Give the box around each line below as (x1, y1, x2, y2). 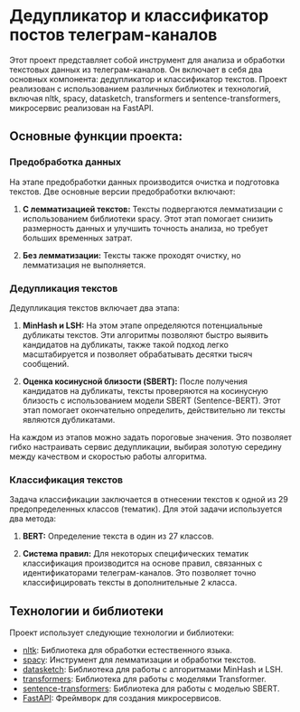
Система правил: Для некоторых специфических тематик (22, 548, 249, 559)
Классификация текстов (9, 473, 124, 486)
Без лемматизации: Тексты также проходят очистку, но (22, 249, 241, 260)
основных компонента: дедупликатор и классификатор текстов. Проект (9, 73, 287, 84)
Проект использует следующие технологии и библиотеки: (9, 627, 235, 638)
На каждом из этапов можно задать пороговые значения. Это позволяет (9, 431, 292, 443)
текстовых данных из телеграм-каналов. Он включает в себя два (9, 64, 263, 75)
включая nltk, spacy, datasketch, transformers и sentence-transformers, (9, 92, 282, 104)
